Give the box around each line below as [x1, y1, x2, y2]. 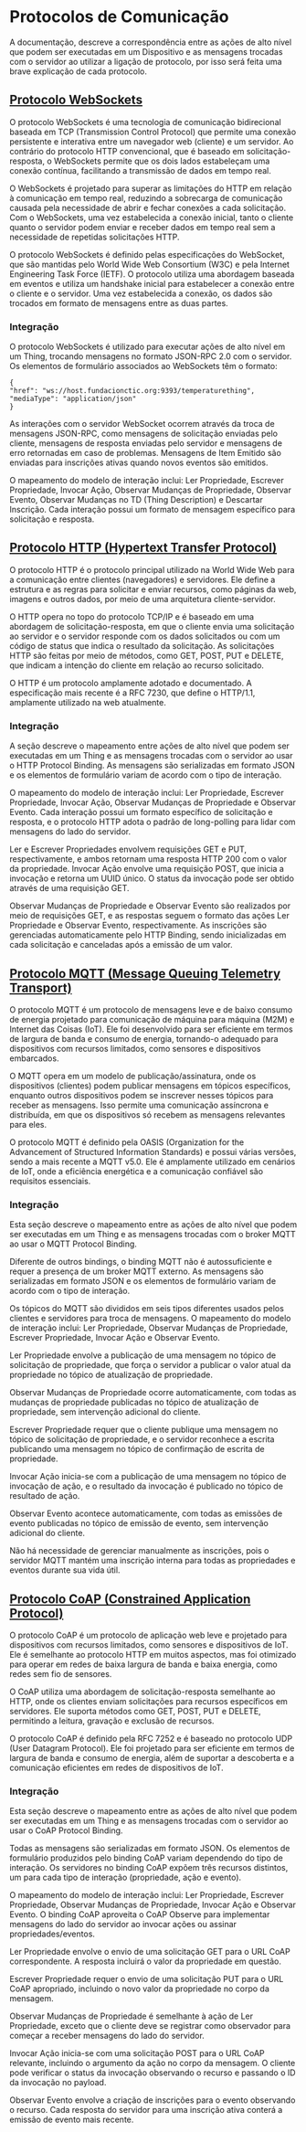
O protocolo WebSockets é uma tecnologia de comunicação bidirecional [9, 116, 281, 127]
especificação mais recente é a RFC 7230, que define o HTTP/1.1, [9, 687, 256, 698]
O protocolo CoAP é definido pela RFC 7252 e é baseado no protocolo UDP [9, 1734, 293, 1745]
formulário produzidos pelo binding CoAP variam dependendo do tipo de [9, 1852, 283, 1863]
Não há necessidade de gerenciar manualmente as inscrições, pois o [9, 1545, 269, 1556]
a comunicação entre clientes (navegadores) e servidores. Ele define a [9, 574, 276, 585]
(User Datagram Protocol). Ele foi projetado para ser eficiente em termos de [9, 1743, 295, 1754]
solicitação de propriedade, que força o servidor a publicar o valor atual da [9, 1360, 291, 1371]
